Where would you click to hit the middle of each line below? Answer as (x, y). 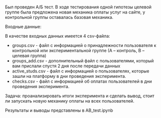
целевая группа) (29, 56)
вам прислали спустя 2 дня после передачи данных (66, 66)
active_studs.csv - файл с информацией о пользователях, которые (80, 71)
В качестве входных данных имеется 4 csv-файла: (58, 36)
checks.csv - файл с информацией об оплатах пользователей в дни (82, 81)
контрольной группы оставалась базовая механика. (59, 17)
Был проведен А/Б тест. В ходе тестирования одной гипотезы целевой (78, 7)
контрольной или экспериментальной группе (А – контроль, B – (78, 51)
